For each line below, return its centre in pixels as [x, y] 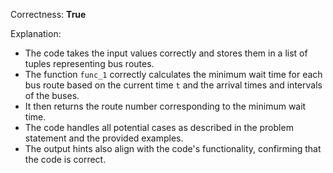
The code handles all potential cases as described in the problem [159, 127]
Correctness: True [48, 14]
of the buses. [52, 95]
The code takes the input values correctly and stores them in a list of [166, 53]
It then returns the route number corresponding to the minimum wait [165, 106]
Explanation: [36, 33]
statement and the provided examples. [104, 138]
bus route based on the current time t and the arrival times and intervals [173, 85]
